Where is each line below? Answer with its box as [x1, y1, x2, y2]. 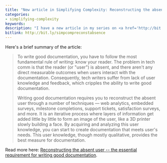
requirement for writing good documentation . [5, 152, 98, 158]
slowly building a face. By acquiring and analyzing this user [17, 121, 139, 127]
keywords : [5, 21, 26, 26]
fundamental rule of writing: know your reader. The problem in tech [17, 59, 155, 65]
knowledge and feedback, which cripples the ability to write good [17, 80, 152, 86]
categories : [5, 12, 30, 17]
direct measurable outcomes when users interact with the [17, 70, 136, 75]
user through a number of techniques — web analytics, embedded [17, 100, 154, 106]
